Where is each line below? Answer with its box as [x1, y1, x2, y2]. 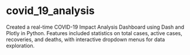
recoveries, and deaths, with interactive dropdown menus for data [6, 36, 165, 43]
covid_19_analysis [6, 4, 95, 18]
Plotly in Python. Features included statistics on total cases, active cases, [6, 29, 182, 36]
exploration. [6, 42, 35, 49]
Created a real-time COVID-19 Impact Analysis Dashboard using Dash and [6, 23, 185, 30]
